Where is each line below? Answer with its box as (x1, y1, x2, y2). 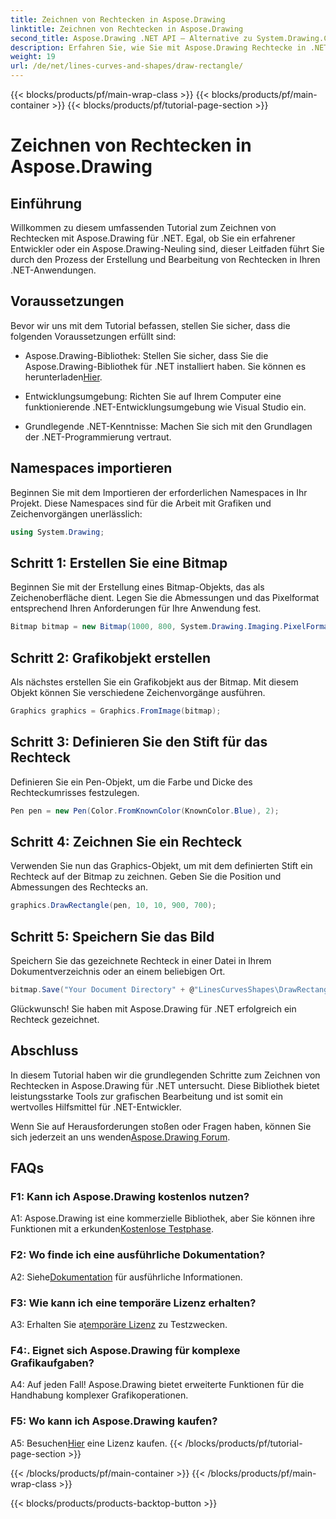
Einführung (10, 195, 82, 212)
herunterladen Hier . (24, 371, 103, 383)
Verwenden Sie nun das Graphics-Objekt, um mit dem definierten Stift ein (10, 860, 313, 872)
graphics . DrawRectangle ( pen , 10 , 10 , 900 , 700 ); (10, 901, 217, 911)
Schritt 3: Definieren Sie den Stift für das (10, 734, 268, 751)
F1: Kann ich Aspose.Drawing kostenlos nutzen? (10, 1190, 250, 1204)
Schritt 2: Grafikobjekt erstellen (10, 649, 211, 666)
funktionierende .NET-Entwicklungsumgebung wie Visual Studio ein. (24, 401, 307, 413)
